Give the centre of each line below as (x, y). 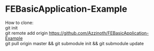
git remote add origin (26, 33)
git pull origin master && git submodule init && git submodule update (75, 43)
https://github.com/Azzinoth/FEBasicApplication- (99, 33)
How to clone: (19, 23)
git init (12, 27)
